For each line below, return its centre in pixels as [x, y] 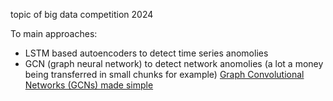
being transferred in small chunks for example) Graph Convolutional [164, 74]
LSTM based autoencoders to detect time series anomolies [146, 53]
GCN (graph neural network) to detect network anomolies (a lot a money [174, 63]
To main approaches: [54, 33]
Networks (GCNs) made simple [89, 85]
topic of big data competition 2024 [82, 14]
